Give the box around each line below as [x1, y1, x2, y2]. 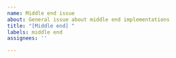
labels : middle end [7, 28, 63, 36]
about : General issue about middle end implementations [7, 16, 170, 23]
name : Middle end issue [7, 9, 75, 17]
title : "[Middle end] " [7, 22, 75, 29]
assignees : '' [7, 35, 48, 42]
